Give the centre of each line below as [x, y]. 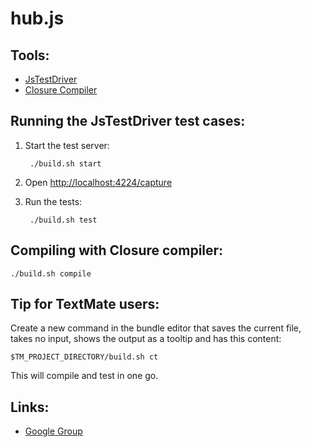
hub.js [37, 18]
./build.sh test [63, 220]
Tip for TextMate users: [85, 304]
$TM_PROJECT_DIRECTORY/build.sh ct [84, 357]
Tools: [30, 55]
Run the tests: [53, 201]
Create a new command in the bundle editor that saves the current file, [156, 328]
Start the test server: [67, 145]
